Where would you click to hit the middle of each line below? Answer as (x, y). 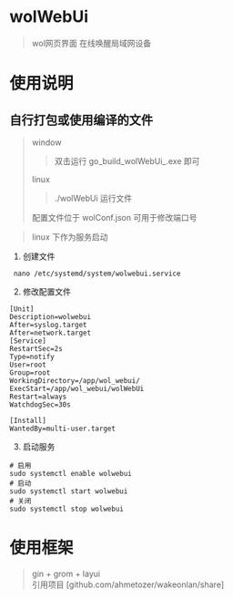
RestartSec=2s (36, 348)
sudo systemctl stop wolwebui (67, 509)
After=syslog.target (49, 325)
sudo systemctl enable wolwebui (71, 473)
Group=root (30, 372)
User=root (28, 365)
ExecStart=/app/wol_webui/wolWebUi (77, 388)
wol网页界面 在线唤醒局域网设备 (91, 43)
